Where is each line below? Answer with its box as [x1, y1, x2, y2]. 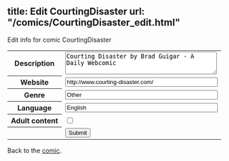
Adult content [11, 116, 59, 126]
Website [20, 78, 49, 88]
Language [17, 103, 52, 113]
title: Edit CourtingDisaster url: [7, 6, 145, 18]
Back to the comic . [7, 146, 62, 155]
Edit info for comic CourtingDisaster [7, 35, 112, 44]
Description [14, 59, 55, 68]
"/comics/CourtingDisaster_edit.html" [7, 17, 180, 29]
